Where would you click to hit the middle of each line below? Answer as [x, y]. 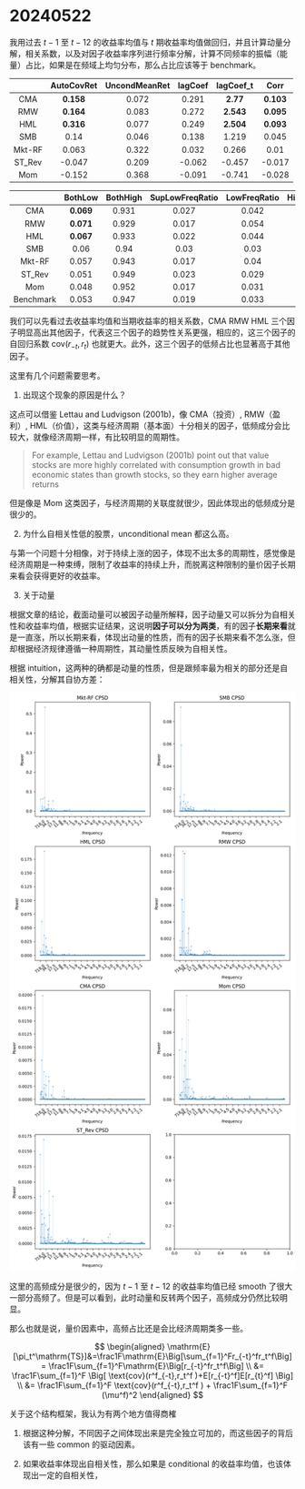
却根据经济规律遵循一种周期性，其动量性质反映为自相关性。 [121, 649]
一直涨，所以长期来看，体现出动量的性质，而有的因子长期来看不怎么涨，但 [156, 637]
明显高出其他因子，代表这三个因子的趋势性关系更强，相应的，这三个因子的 [156, 332]
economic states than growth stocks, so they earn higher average [154, 475]
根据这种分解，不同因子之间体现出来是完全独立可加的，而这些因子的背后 [157, 1433]
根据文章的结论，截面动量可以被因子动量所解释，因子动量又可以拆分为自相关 [152, 614]
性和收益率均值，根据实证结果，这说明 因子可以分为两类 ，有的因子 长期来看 [148, 626]
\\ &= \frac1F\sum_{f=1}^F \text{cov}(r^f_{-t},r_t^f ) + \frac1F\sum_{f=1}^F [152, 1385]
